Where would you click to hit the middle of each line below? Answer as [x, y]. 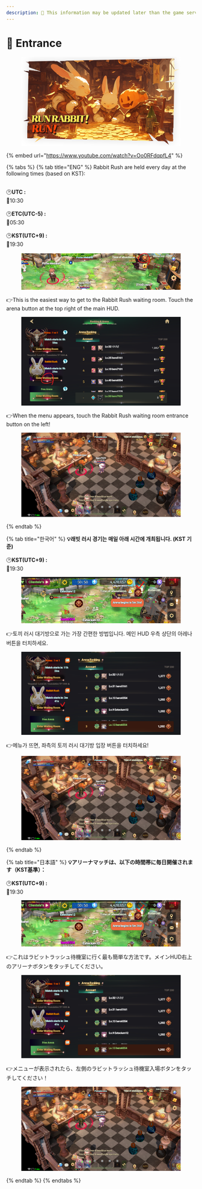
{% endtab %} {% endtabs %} [44, 1181]
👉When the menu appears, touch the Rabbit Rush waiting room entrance [97, 416]
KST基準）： [31, 870]
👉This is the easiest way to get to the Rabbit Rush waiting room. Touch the [100, 300]
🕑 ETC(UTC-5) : [26, 214]
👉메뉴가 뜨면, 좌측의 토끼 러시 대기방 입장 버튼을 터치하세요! [78, 745]
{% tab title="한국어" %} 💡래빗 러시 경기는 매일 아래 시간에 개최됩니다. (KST [96, 539]
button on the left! [28, 424]
